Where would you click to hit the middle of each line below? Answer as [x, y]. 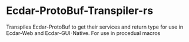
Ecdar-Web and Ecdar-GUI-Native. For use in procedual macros [83, 33]
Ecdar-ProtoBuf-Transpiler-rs [80, 11]
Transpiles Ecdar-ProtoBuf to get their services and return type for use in [95, 27]
